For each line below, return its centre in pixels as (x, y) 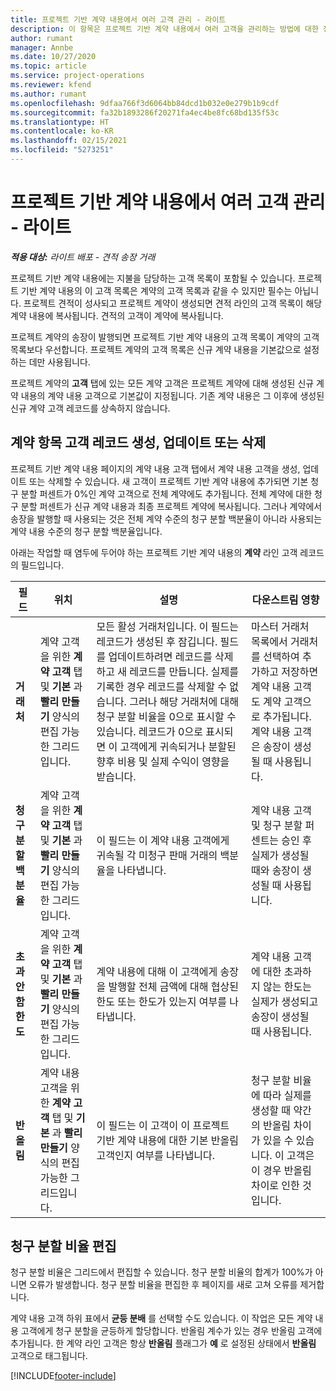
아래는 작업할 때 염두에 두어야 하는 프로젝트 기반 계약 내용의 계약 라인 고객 (154, 552)
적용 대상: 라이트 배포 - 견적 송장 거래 (83, 257)
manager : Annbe (42, 47)
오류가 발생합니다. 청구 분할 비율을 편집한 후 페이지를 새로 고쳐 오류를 (163, 1285)
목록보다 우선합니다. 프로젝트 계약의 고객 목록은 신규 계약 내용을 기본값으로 (156, 349)
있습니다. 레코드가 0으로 (149, 731)
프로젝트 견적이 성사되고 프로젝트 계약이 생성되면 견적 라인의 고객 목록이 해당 (173, 303)
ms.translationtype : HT (60, 122)
